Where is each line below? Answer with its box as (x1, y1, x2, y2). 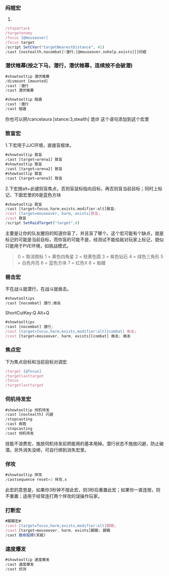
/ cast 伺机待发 (5, 431, 34, 436)
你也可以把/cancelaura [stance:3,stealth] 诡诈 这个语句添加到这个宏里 (5, 116, 149, 122)
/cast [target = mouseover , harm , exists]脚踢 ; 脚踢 (5, 528, 111, 533)
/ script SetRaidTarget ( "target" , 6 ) (5, 220, 80, 226)
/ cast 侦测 (5, 566, 27, 571)
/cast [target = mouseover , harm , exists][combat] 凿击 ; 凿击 (5, 334, 131, 339)
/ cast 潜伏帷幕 (5, 88, 34, 93)
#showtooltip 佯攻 (5, 472, 42, 477)
